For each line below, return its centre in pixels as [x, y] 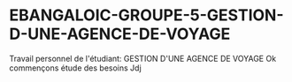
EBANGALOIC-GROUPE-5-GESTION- [147, 15]
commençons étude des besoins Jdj [75, 68]
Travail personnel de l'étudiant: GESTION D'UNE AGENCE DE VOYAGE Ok [143, 58]
